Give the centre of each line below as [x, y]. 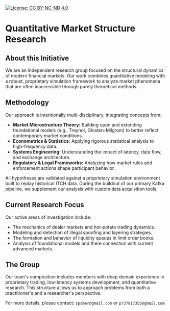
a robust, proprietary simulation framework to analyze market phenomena [83, 81]
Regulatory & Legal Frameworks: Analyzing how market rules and [82, 163]
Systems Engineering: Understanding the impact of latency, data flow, [87, 152]
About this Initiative [37, 58]
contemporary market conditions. [48, 136]
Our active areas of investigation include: [48, 217]
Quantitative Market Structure [70, 29]
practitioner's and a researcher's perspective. [53, 293]
